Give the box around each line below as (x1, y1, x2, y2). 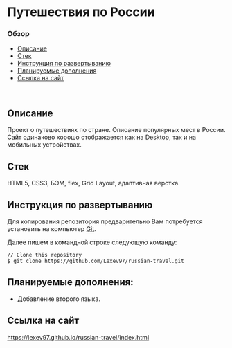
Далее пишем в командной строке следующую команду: (7, 238, 177, 246)
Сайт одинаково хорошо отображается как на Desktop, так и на (7, 133, 196, 142)
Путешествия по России (7, 4, 155, 20)
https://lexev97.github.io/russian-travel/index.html (7, 333, 150, 341)
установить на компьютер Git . (7, 224, 97, 232)
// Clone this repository (7, 251, 82, 258)
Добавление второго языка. (17, 295, 100, 303)
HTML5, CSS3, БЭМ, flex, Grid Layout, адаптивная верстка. (7, 179, 180, 187)
